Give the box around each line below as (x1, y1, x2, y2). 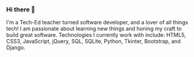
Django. (6, 44, 26, 51)
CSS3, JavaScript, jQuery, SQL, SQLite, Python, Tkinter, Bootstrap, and (6, 38, 181, 45)
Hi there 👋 (6, 5, 36, 14)
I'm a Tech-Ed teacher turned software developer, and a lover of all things (6, 19, 189, 26)
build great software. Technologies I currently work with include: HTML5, (6, 31, 186, 39)
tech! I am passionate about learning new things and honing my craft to (6, 25, 182, 32)
